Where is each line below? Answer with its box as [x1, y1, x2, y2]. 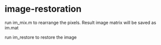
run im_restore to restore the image [4, 34, 77, 40]
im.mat [4, 24, 19, 30]
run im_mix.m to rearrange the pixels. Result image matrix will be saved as [4, 20, 157, 25]
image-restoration [4, 3, 81, 15]
